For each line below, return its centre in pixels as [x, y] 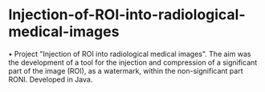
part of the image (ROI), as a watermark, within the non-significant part [126, 70]
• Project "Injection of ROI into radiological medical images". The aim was [130, 54]
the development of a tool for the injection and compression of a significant [133, 62]
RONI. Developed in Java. [51, 79]
